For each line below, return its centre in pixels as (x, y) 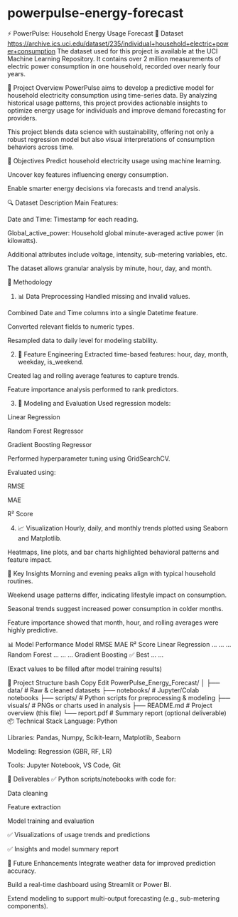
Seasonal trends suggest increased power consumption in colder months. (115, 608)
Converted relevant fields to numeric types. (71, 327)
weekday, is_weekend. (50, 362)
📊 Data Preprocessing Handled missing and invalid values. (104, 296)
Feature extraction (34, 806)
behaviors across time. (41, 147)
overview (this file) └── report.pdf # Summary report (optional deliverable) (117, 713)
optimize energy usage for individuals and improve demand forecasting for (117, 110)
